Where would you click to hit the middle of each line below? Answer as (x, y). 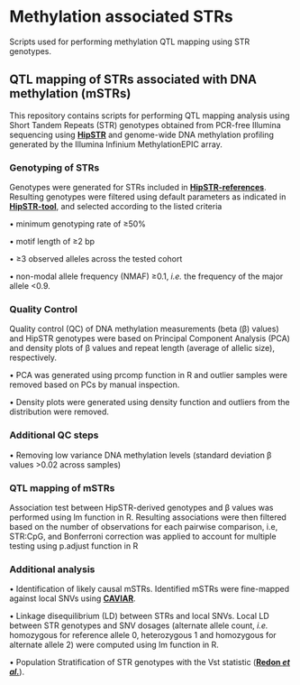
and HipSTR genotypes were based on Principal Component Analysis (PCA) (150, 338)
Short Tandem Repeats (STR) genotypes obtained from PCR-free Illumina (145, 125)
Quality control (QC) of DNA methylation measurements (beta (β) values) (144, 329)
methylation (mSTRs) (70, 93)
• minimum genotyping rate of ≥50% (78, 224)
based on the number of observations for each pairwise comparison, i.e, (144, 526)
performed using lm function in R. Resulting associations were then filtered (148, 517)
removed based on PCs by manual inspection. (95, 384)
